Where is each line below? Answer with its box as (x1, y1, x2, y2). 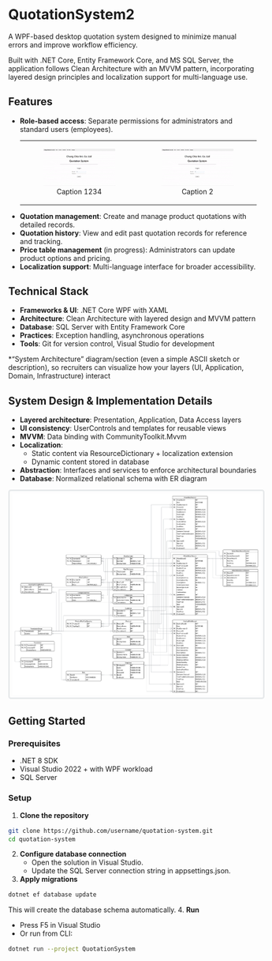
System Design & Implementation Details (8, 394, 213, 408)
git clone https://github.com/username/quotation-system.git (8, 827, 214, 835)
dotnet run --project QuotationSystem (8, 945, 136, 953)
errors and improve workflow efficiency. (8, 40, 138, 49)
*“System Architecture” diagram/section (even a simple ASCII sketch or (8, 354, 240, 364)
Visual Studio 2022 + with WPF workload (19, 764, 154, 774)
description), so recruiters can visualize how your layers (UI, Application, (8, 363, 244, 372)
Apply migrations (19, 875, 78, 884)
